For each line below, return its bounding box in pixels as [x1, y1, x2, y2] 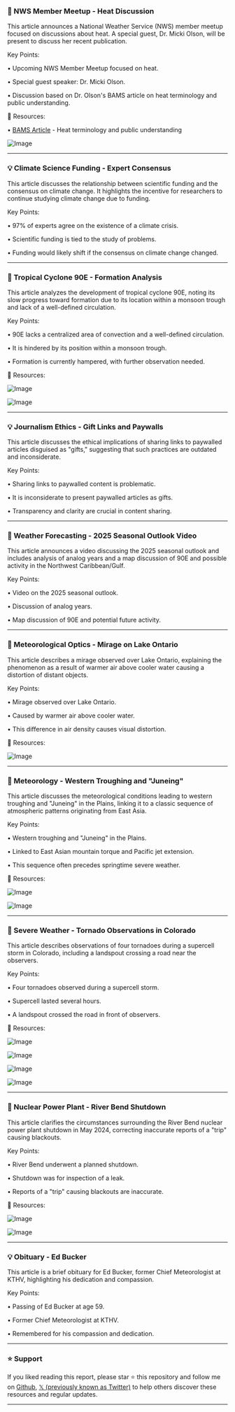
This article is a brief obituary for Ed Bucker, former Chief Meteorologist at [7, 1267, 221, 1276]
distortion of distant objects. [7, 671, 89, 679]
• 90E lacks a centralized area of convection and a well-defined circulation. [7, 330, 225, 338]
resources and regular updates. [7, 1390, 98, 1399]
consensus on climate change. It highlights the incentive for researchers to [7, 187, 222, 195]
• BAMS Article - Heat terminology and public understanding [7, 126, 183, 134]
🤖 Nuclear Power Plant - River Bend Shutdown [7, 1102, 166, 1112]
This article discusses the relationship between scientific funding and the [7, 179, 218, 187]
